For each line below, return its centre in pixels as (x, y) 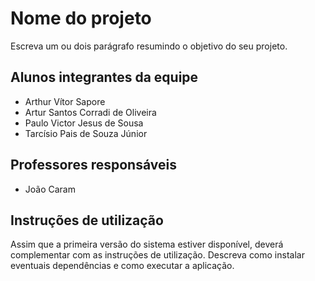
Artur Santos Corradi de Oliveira (90, 112)
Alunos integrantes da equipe (104, 77)
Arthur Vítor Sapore (65, 101)
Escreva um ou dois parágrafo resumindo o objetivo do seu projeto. (149, 46)
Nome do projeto (81, 18)
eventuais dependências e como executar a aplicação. (122, 266)
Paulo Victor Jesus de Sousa (84, 123)
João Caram (50, 189)
